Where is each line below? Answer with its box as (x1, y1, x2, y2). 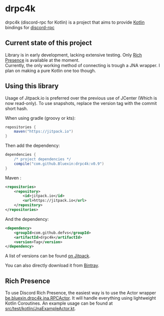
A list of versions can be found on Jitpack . (5, 253, 91, 259)
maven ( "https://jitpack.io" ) (14, 129, 74, 134)
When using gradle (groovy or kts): (5, 115, 76, 121)
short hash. (5, 105, 28, 111)
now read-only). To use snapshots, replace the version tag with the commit (5, 100, 157, 106)
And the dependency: (5, 216, 49, 222)
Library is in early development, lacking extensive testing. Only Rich (5, 52, 142, 58)
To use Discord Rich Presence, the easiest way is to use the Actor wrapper (5, 290, 156, 296)
